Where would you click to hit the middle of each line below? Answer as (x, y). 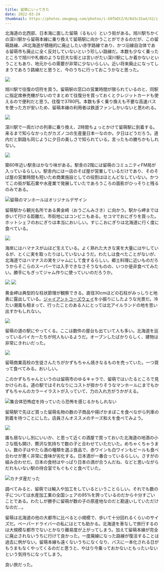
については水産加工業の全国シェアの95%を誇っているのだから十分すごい (82, 495)
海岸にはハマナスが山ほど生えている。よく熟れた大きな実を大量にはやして (80, 248)
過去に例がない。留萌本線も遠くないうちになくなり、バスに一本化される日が (82, 542)
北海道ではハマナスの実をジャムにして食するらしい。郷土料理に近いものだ (80, 260)
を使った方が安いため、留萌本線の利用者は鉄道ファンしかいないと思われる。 (82, 107)
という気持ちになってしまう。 (35, 554)
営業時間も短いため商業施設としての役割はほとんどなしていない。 (84, 177)
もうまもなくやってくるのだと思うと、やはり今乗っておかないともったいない (82, 548)
